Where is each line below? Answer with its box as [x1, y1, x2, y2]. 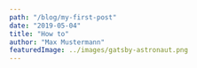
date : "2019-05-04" [9, 21, 82, 30]
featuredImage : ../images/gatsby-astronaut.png [9, 46, 189, 55]
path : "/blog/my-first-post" [9, 12, 117, 22]
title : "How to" [9, 29, 69, 38]
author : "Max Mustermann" [9, 37, 105, 47]
